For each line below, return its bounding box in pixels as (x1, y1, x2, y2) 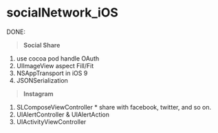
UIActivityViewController (16, 117, 87, 125)
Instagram (23, 90, 54, 98)
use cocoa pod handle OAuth (16, 54, 100, 63)
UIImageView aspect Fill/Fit (16, 61, 94, 70)
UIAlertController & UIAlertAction (16, 110, 110, 119)
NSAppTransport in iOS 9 (16, 69, 88, 77)
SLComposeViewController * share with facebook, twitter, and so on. (16, 103, 211, 111)
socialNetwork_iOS (6, 5, 118, 21)
